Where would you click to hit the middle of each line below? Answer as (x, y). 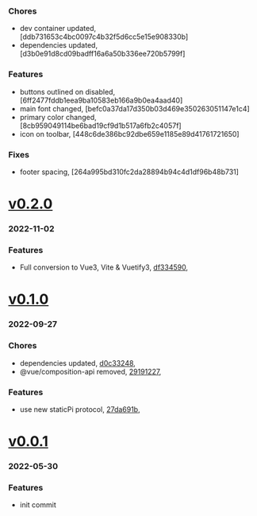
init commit (38, 505)
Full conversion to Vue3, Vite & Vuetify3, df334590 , (104, 267)
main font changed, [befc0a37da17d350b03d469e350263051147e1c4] (134, 108)
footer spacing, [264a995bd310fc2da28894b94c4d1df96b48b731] (129, 172)
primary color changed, (58, 117)
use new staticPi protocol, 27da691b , (80, 409)
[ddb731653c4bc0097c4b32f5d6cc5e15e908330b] (104, 37)
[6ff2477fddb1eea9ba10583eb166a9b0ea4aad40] (101, 100)
